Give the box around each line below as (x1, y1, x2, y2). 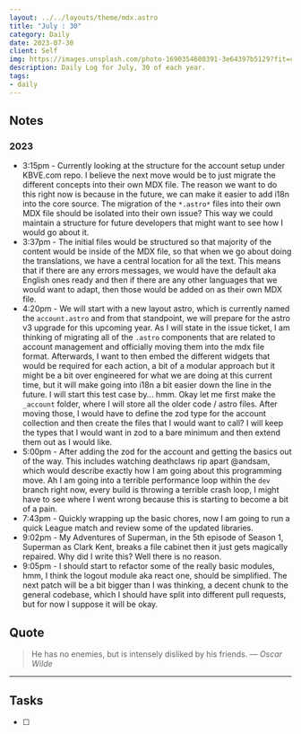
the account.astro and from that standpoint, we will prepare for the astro (21, 313, 291, 324)
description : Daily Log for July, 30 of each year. (9, 64, 206, 73)
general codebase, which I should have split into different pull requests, (21, 590, 287, 600)
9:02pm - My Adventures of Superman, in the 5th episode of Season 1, (21, 532, 284, 543)
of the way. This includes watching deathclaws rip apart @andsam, (21, 456, 271, 467)
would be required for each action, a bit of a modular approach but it (21, 361, 276, 371)
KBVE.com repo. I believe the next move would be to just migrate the (21, 170, 276, 180)
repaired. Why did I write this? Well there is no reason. (21, 551, 222, 562)
